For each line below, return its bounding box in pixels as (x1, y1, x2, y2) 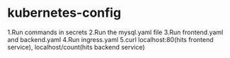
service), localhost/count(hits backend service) (7, 43, 145, 51)
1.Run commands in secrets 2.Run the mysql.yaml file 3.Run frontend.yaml (7, 28, 224, 36)
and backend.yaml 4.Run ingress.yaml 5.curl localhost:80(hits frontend (7, 35, 214, 43)
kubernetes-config (7, 5, 122, 21)
